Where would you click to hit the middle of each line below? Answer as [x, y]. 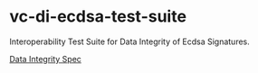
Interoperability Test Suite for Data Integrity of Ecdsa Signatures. [130, 41]
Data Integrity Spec [45, 59]
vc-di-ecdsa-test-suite [98, 17]
